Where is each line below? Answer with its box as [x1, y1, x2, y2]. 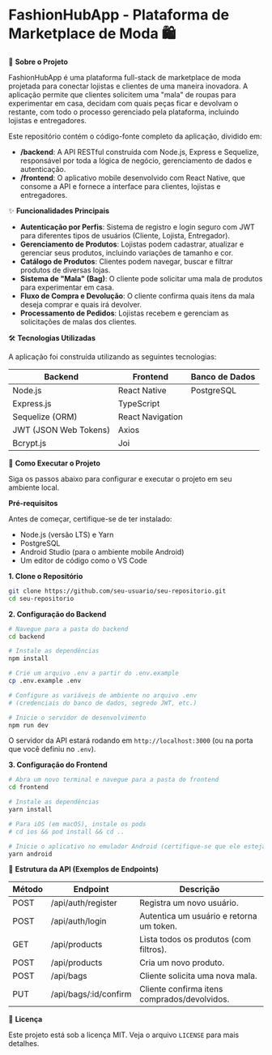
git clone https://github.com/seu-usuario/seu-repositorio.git [8, 586, 227, 595]
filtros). [139, 944, 168, 955]
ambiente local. [8, 482, 60, 492]
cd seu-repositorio [8, 594, 74, 603]
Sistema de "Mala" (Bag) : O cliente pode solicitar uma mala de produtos [19, 273, 263, 283]
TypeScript [117, 397, 160, 409]
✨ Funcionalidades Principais [8, 205, 110, 216]
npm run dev [8, 721, 49, 729]
